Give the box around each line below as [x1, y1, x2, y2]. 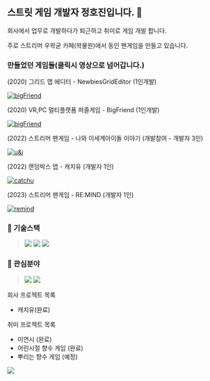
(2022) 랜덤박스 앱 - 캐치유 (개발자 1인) [7, 162, 115, 171]
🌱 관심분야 [7, 259, 40, 269]
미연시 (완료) [17, 335, 52, 343]
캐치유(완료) [17, 305, 51, 313]
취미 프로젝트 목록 [7, 320, 56, 329]
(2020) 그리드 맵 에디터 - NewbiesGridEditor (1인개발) [7, 77, 157, 86]
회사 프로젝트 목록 [7, 290, 56, 299]
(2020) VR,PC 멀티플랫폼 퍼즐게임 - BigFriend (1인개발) [7, 106, 160, 114]
